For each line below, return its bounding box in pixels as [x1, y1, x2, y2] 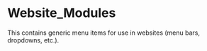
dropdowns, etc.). [7, 35, 60, 44]
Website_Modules [7, 5, 116, 21]
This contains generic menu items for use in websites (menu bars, [7, 28, 201, 37]
